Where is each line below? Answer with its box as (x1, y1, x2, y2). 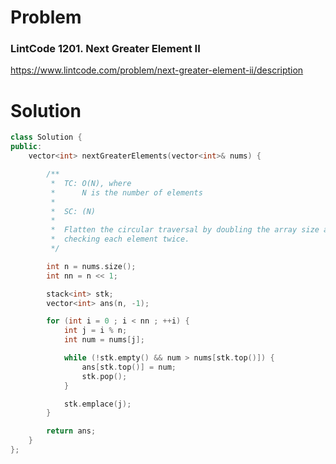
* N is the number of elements (50, 187, 203, 198)
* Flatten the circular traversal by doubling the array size (50, 225, 320, 235)
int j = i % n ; (63, 326, 128, 336)
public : (10, 142, 43, 152)
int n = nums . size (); (46, 261, 137, 271)
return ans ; (46, 426, 97, 436)
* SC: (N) (50, 206, 97, 216)
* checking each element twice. (50, 234, 190, 245)
